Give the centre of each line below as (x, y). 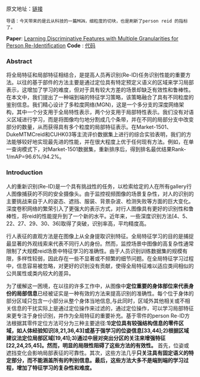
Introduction (24, 172)
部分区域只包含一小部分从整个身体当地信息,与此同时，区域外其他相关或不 (96, 301)
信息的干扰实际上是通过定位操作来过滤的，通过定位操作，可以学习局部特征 (102, 308)
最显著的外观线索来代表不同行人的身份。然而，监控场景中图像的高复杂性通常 (100, 243)
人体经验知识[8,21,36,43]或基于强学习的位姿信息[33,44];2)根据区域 (105, 330)
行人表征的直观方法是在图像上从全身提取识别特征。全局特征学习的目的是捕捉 (100, 236)
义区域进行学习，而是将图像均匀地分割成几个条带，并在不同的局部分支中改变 (100, 120)
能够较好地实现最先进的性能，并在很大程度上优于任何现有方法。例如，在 (100, 142)
